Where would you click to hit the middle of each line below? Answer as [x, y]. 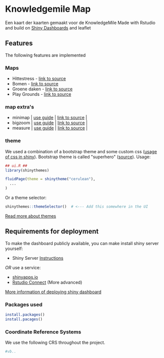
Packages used [24, 304]
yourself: [14, 248]
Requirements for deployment [52, 232]
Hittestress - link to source [39, 79]
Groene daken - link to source [42, 89]
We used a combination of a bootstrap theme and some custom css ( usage [81, 151]
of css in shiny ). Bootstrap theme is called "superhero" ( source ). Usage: [78, 157]
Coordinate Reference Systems [43, 331]
